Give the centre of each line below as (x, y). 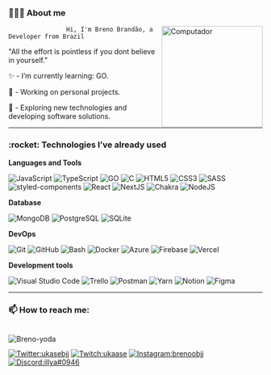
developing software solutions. (60, 116)
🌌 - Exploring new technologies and (68, 107)
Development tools (41, 265)
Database (25, 202)
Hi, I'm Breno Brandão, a (109, 30)
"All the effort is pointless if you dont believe (82, 52)
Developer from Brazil (46, 37)
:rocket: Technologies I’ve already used (88, 145)
